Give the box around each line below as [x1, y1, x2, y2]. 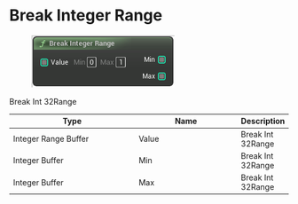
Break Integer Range [9, 5, 162, 26]
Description [240, 116, 286, 127]
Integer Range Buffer [12, 134, 90, 145]
